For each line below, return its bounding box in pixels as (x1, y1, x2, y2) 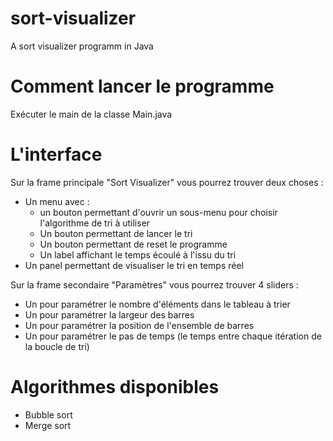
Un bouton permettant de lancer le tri (39, 227, 193, 239)
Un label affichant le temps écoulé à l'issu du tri (39, 248, 237, 261)
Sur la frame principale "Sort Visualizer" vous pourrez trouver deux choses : (10, 176, 324, 188)
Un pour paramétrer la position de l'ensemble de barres (24, 319, 255, 331)
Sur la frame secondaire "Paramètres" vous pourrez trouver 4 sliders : (10, 278, 299, 291)
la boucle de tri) (24, 340, 90, 352)
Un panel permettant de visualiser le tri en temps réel (24, 259, 244, 271)
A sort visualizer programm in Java (10, 40, 154, 52)
